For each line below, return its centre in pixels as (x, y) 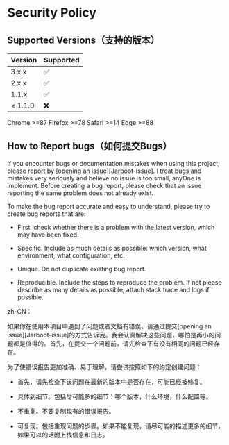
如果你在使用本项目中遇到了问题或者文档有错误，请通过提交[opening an (109, 326)
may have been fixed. (48, 235)
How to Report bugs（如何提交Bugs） (90, 146)
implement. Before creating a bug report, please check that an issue (104, 185)
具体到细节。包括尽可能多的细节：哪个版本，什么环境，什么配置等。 (114, 396)
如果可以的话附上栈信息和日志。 (63, 435)
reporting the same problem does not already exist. (80, 193)
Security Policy (52, 13)
